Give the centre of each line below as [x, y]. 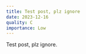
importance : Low [26, 28]
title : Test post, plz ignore [43, 11]
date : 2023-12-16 [27, 17]
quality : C [19, 22]
